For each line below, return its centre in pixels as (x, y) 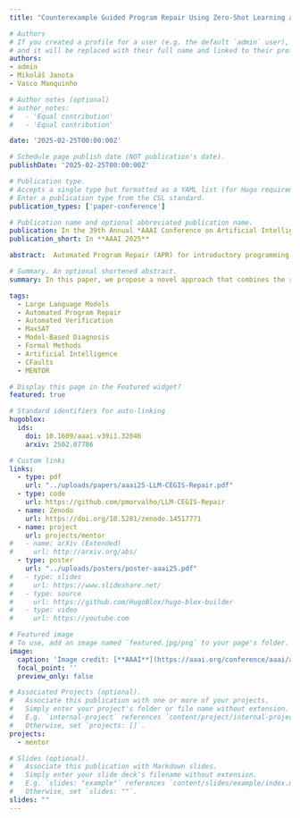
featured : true (37, 395)
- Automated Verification (66, 321)
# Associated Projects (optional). (75, 692)
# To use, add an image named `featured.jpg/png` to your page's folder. (150, 643)
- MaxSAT (33, 329)
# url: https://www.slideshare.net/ (86, 585)
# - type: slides (46, 577)
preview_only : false (55, 676)
